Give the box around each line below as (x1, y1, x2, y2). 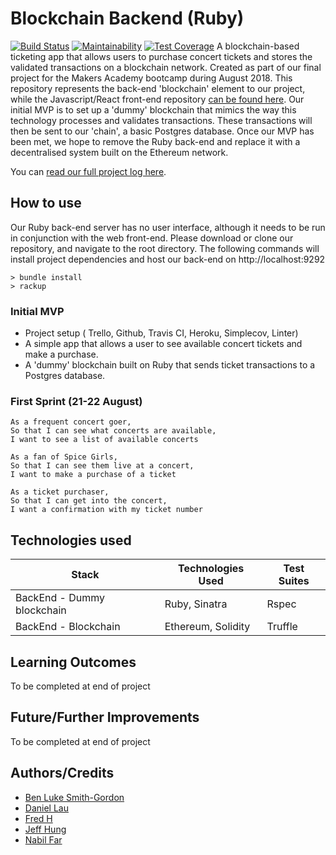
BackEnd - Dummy (15, 591, 106, 605)
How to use (10, 195, 82, 212)
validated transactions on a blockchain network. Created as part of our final (10, 61, 322, 73)
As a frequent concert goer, (10, 417, 132, 427)
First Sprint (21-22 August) (10, 394, 143, 408)
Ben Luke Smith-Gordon (24, 791, 125, 803)
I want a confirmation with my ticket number (10, 505, 203, 515)
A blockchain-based (216, 40, 300, 52)
